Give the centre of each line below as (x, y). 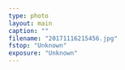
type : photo (28, 16)
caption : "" (28, 31)
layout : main (30, 23)
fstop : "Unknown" (38, 46)
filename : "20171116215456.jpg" (63, 38)
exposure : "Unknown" (43, 53)
